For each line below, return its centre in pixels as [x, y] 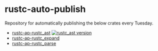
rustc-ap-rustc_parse [34, 43]
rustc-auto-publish [45, 9]
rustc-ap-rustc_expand [36, 38]
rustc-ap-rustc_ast [31, 32]
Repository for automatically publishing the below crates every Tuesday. [79, 23]
